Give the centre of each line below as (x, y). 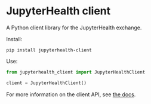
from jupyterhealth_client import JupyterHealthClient (76, 72)
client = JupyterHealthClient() (46, 83)
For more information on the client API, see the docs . (71, 94)
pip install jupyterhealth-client (49, 50)
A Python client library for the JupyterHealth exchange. (74, 27)
